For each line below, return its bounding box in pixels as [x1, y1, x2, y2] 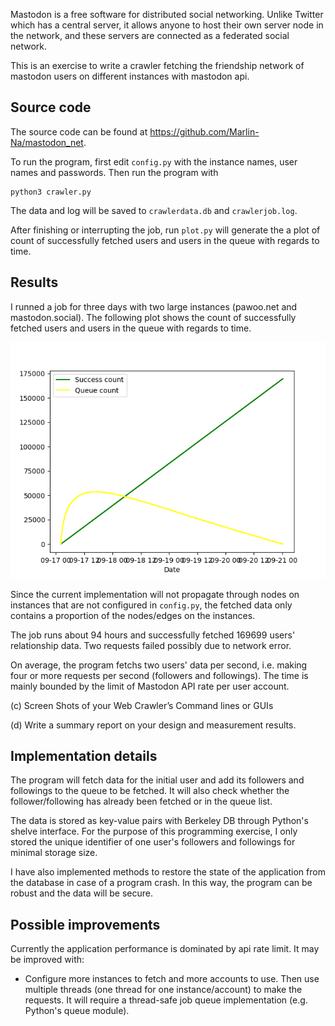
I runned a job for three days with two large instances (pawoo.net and [10, 300, 298, 313]
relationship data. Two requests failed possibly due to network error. [10, 639, 292, 651]
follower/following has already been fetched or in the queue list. [10, 795, 273, 808]
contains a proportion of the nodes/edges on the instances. [10, 609, 256, 621]
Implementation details [10, 748, 158, 765]
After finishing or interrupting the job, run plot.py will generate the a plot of [10, 224, 321, 236]
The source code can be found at [10, 125, 148, 138]
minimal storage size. [10, 847, 98, 859]
